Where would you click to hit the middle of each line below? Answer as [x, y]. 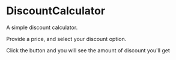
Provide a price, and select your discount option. [66, 39]
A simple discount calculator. [42, 27]
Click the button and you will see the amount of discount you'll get [88, 50]
